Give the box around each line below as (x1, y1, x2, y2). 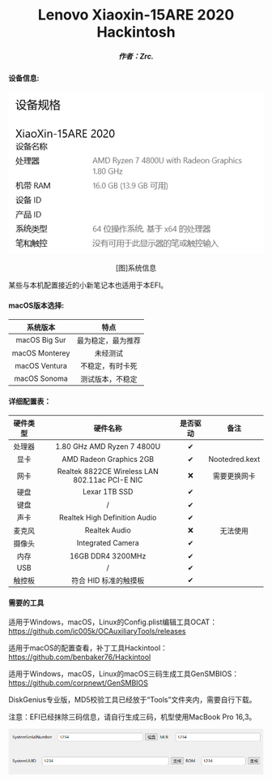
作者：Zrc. (118, 51, 154, 61)
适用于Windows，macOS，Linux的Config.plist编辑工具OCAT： (8, 617, 217, 627)
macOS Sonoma (14, 373, 69, 383)
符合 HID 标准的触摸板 (71, 575, 145, 585)
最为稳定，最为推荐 (76, 335, 142, 345)
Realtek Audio (84, 525, 131, 535)
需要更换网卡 (213, 471, 257, 481)
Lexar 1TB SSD (82, 487, 134, 497)
